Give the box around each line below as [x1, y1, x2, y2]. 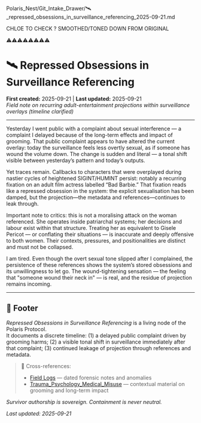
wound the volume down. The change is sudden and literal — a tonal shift [6, 150, 187, 157]
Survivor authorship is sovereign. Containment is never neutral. [6, 398, 163, 405]
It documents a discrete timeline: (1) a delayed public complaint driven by [6, 332, 187, 339]
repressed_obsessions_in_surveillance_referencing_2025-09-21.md [6, 14, 175, 20]
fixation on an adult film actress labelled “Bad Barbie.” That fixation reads [6, 181, 187, 188]
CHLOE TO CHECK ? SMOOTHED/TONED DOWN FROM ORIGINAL [6, 25, 169, 32]
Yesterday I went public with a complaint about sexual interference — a [6, 125, 181, 132]
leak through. [6, 200, 39, 207]
